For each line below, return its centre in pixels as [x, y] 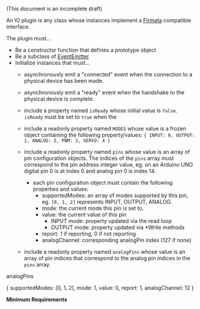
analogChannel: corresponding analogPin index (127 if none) [117, 240]
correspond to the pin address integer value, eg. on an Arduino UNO [108, 164]
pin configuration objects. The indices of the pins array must [99, 158]
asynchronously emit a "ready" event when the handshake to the [104, 92]
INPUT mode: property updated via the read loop [111, 221]
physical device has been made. [64, 81]
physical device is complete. [59, 99]
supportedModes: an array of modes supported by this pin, [115, 195]
